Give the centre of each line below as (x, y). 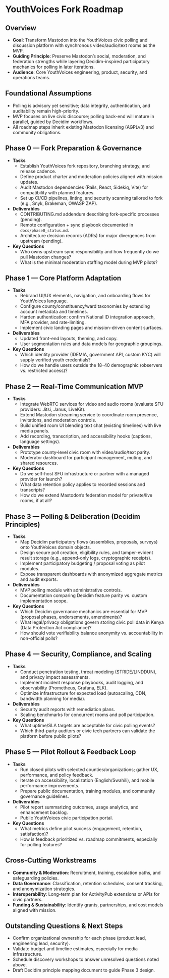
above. (20, 965)
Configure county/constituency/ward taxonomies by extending (85, 306)
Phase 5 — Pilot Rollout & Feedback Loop (71, 752)
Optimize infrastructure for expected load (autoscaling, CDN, (83, 693)
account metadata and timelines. (54, 312)
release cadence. (38, 171)
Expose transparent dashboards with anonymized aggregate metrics (91, 574)
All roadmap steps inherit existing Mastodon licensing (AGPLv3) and (83, 127)
